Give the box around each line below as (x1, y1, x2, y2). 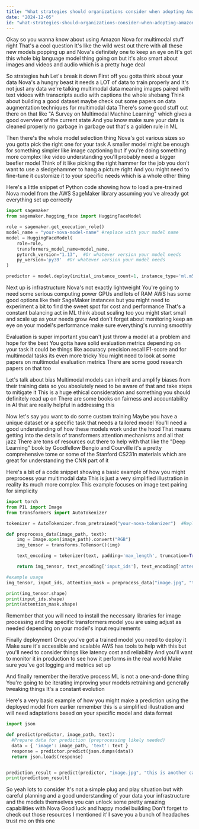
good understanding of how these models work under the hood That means (6, 425, 191, 433)
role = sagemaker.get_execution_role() (6, 224, 105, 230)
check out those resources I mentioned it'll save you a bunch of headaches (6, 811, 190, 818)
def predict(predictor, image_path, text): (6, 732, 115, 738)
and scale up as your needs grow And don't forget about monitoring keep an (6, 315, 193, 322)
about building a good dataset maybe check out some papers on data (6, 98, 176, 105)
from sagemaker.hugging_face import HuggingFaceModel (6, 213, 142, 219)
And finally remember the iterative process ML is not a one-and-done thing (6, 673, 190, 680)
